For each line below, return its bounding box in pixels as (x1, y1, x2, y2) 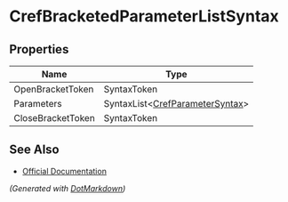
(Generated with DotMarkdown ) (9, 182, 126, 193)
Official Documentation (21, 166, 107, 176)
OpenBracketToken (13, 83, 94, 95)
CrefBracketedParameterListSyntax (9, 6, 280, 27)
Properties (9, 42, 69, 57)
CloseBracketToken (13, 112, 95, 124)
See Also (9, 142, 60, 158)
